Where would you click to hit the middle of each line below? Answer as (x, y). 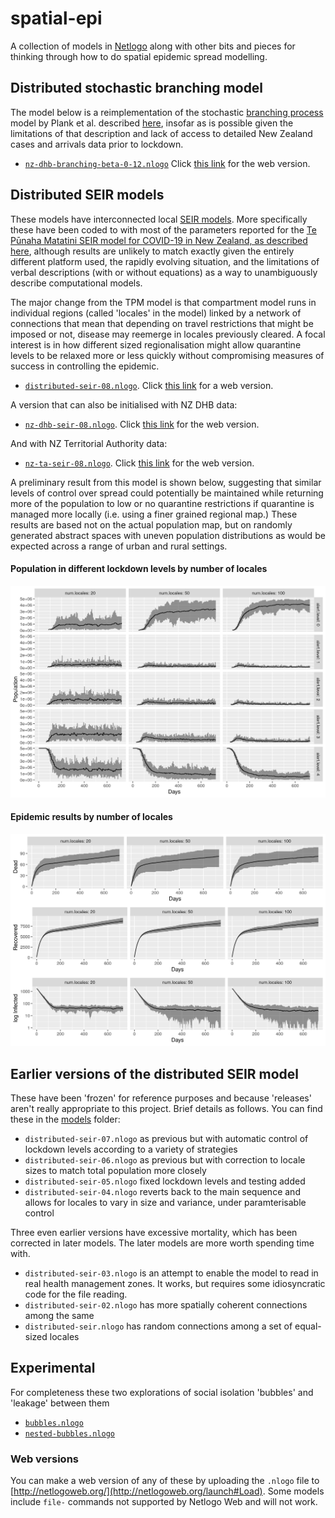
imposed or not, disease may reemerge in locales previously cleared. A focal (168, 334)
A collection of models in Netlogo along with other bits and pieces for (153, 46)
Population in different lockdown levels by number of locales (139, 569)
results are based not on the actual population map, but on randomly (151, 524)
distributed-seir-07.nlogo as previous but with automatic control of (166, 1138)
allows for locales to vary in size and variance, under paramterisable (165, 1202)
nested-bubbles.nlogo (69, 1433)
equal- (308, 1326)
